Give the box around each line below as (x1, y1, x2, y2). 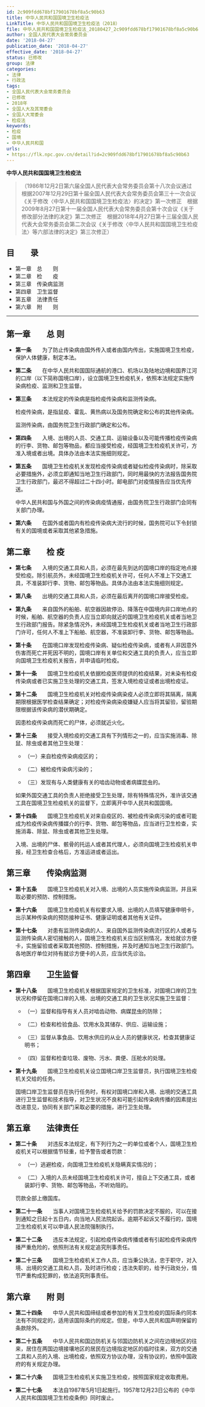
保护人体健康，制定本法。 (15, 354, 80, 362)
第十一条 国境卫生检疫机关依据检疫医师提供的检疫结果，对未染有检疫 (15, 669, 197, 677)
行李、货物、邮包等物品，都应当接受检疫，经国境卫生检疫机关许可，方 (20, 442, 197, 449)
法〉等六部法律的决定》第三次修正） (21, 228, 113, 235)
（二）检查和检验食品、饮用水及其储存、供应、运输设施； (24, 1020, 169, 1028)
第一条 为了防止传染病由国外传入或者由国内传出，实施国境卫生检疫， (15, 346, 197, 354)
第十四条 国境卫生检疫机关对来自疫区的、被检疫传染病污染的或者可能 (15, 812, 197, 819)
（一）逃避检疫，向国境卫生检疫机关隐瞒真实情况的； (24, 1161, 159, 1168)
